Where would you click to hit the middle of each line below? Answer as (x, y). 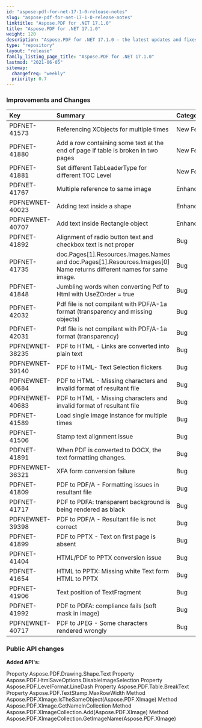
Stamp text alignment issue (95, 437)
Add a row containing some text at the (110, 143)
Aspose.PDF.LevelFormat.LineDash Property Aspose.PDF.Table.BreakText (98, 686)
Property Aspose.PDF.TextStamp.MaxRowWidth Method (76, 692)
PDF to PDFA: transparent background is (113, 502)
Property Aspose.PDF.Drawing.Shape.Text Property (70, 674)
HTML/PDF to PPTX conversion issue (109, 558)
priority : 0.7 (29, 79)
